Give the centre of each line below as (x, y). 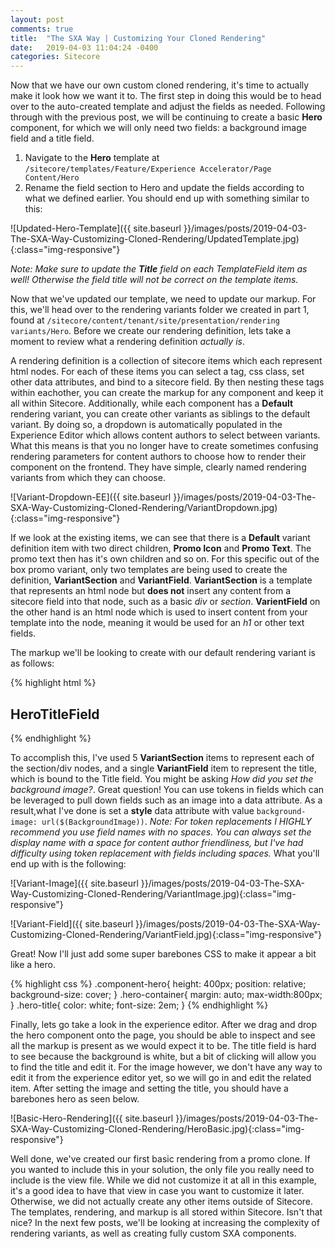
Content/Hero (52, 178)
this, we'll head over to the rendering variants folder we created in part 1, (160, 310)
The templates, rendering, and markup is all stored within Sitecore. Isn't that (166, 1212)
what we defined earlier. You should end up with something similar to (167, 198)
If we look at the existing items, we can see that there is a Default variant (160, 538)
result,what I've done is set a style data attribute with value (132, 810)
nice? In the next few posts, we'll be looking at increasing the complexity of (165, 1222)
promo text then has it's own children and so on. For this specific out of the (165, 559)
